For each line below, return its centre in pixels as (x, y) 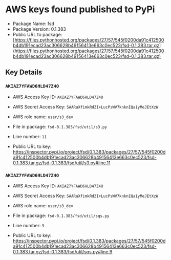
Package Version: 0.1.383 (39, 29)
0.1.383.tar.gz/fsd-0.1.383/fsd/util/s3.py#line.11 (62, 163)
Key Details (24, 72)
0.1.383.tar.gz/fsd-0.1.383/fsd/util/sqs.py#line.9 (62, 251)
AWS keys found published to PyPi (80, 9)
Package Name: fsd (34, 24)
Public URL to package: (37, 34)
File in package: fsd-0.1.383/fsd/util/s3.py (60, 126)
